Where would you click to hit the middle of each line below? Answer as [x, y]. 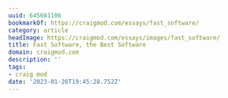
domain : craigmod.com [44, 52]
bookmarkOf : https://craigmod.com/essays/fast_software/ [104, 23]
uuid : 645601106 [35, 15]
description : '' [35, 60]
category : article [38, 30]
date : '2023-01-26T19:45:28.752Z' [65, 81]
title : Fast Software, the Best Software [77, 45]
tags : [17, 67]
